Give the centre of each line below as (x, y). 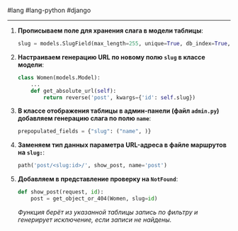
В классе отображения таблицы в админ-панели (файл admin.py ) (118, 111)
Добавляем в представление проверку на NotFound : (98, 179)
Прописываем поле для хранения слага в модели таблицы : (110, 30)
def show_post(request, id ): (61, 192)
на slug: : (31, 152)
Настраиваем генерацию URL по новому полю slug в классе (111, 57)
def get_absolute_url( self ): (74, 91)
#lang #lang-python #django (49, 10)
